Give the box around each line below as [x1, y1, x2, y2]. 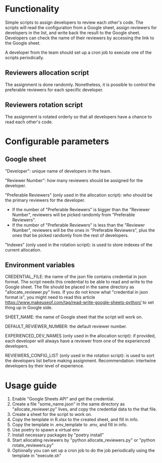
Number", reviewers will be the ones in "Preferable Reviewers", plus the [12, 227, 155, 233]
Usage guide [5, 380, 57, 391]
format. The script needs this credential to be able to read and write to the [5, 279, 153, 285]
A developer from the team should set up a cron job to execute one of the [5, 50, 152, 55]
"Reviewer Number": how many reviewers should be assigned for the [5, 177, 143, 183]
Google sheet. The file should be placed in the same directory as [5, 284, 134, 290]
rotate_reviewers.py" [12, 443, 54, 448]
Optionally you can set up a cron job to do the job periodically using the [12, 447, 155, 453]
